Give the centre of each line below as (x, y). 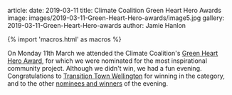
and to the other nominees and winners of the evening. (88, 84)
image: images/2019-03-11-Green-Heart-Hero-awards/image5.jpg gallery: (116, 18)
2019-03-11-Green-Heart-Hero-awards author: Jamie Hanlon (97, 25)
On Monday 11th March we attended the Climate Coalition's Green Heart (113, 53)
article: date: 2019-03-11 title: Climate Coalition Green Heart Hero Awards (115, 10)
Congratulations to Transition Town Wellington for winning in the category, (116, 76)
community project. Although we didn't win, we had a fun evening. (105, 68)
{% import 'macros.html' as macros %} (64, 39)
